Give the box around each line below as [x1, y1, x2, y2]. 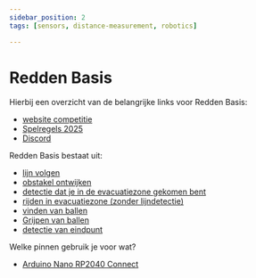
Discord [21, 133, 52, 143]
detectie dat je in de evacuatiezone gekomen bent [21, 186, 207, 197]
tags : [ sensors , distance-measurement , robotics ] [9, 21, 198, 30]
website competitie [21, 114, 93, 125]
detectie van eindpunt [21, 225, 103, 235]
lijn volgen [21, 168, 61, 178]
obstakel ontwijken [21, 177, 92, 188]
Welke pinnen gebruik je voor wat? [9, 241, 136, 252]
